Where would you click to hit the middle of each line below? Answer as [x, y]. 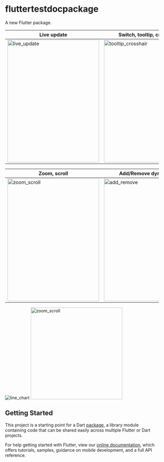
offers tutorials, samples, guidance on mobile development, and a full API [79, 450]
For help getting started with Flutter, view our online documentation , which [80, 445]
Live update [53, 34]
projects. [14, 435]
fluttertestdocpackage [52, 9]
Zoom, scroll [53, 173]
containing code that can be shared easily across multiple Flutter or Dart [78, 430]
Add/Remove [134, 173]
